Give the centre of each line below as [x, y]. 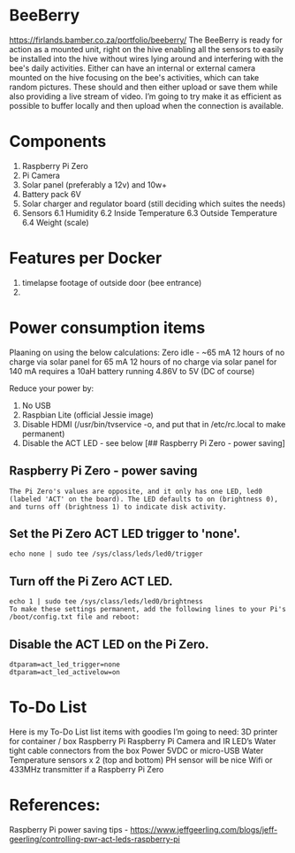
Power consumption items [107, 327]
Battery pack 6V [51, 194]
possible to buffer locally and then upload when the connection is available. [147, 105]
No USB [36, 405]
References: [55, 805]
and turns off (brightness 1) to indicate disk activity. [118, 507]
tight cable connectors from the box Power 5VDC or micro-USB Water [136, 750]
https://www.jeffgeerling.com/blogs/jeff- [204, 829]
